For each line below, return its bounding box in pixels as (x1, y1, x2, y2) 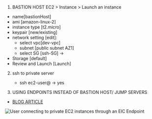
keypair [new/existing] (12, 30, 58, 35)
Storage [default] (12, 56, 47, 61)
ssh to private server (12, 70, 54, 76)
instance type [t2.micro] (12, 24, 61, 30)
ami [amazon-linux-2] (12, 19, 56, 25)
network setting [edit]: (12, 34, 57, 40)
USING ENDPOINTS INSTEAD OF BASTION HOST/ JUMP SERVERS (12, 89, 148, 95)
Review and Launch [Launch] (12, 61, 72, 66)
